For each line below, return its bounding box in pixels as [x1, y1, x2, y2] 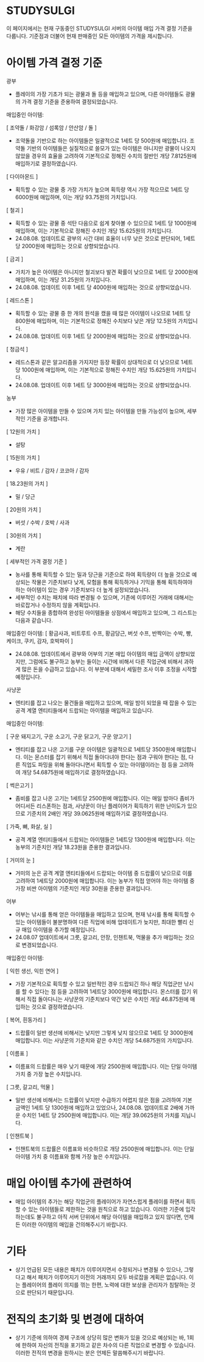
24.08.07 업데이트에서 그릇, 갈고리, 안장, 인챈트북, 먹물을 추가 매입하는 [15, 933, 184, 941]
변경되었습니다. [21, 941, 58, 948]
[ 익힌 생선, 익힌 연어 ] [6, 967, 59, 975]
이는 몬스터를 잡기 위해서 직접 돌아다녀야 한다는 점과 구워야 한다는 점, [23, 753, 188, 761]
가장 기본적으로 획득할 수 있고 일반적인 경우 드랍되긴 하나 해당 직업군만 [15, 980, 183, 987]
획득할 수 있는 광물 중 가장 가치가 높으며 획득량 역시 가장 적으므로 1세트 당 [15, 186, 189, 193]
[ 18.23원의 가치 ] [6, 480, 48, 487]
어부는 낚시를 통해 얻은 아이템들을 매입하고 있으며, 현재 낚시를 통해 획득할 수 [15, 910, 196, 918]
